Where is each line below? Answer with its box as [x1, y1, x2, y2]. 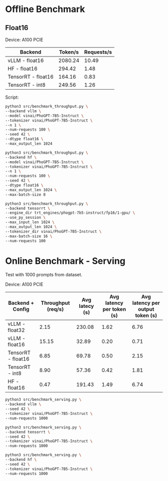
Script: [5, 94, 19, 100]
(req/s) [46, 306, 64, 313]
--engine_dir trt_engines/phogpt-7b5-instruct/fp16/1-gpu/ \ [5, 210, 135, 216]
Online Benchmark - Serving [5, 255, 126, 266]
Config [12, 306, 29, 313]
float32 [7, 327, 25, 334]
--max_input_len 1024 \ [5, 220, 55, 225]
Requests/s [84, 49, 112, 56]
